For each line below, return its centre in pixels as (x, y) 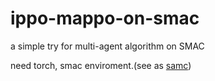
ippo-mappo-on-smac (105, 18)
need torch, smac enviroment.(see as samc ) (101, 65)
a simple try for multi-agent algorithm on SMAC (107, 46)
